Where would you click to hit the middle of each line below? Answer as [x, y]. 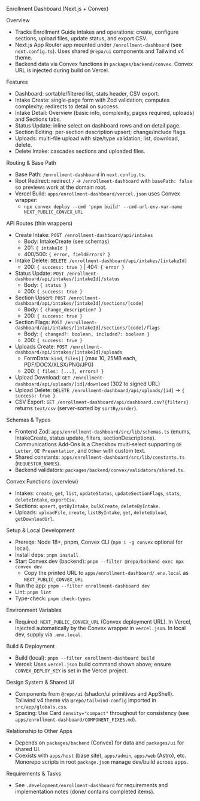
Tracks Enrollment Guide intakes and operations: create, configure [97, 32]
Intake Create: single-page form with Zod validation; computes [92, 100]
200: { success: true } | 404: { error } [74, 267]
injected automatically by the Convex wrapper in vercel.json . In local [100, 628]
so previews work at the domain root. [61, 187]
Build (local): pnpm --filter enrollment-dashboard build [85, 658]
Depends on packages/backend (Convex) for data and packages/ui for [99, 743]
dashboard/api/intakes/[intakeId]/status [67, 279]
